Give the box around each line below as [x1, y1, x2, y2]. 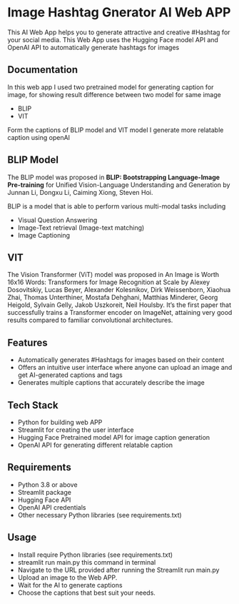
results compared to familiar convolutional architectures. [7, 316, 173, 325]
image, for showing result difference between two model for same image [7, 90, 221, 99]
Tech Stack [7, 399, 59, 411]
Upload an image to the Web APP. [17, 573, 118, 582]
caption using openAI [7, 133, 70, 141]
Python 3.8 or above [17, 480, 78, 489]
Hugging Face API [17, 495, 71, 504]
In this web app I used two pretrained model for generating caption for [7, 83, 214, 91]
